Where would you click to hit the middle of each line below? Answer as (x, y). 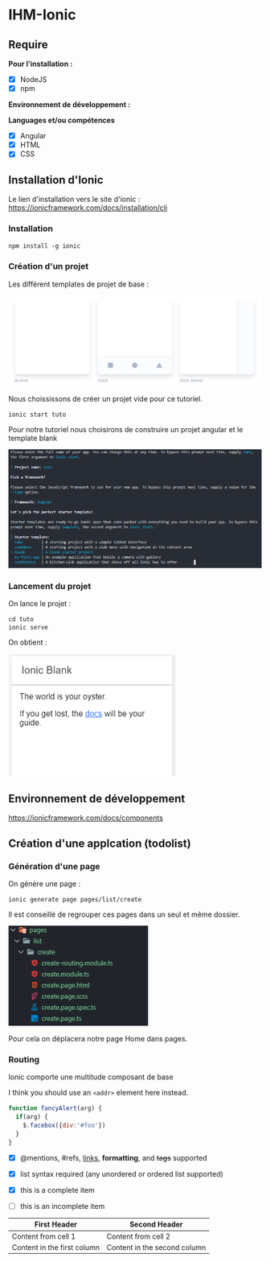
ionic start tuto (37, 414)
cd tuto (21, 620)
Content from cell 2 (139, 1236)
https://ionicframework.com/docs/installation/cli (88, 208)
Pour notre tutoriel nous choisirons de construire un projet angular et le (126, 429)
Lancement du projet (50, 586)
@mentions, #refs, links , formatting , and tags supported (113, 1157)
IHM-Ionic (42, 15)
